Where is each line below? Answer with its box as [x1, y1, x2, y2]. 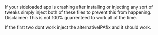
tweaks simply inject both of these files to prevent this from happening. [5, 9, 152, 15]
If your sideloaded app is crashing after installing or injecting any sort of [5, 4, 153, 10]
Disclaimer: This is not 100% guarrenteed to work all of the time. [5, 15, 137, 20]
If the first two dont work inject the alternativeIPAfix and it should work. [5, 24, 151, 30]
